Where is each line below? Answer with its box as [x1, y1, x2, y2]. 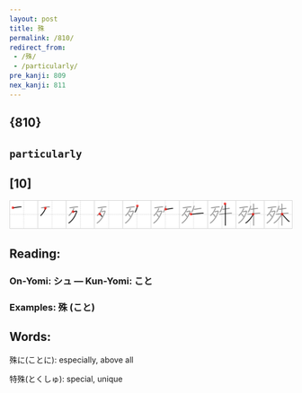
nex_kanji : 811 [9, 81, 67, 90]
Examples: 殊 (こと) [9, 301, 96, 313]
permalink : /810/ [9, 33, 75, 42]
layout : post [9, 14, 58, 23]
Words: [9, 329, 51, 345]
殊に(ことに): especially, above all [9, 354, 134, 365]
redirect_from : [9, 43, 67, 52]
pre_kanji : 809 [9, 72, 67, 81]
